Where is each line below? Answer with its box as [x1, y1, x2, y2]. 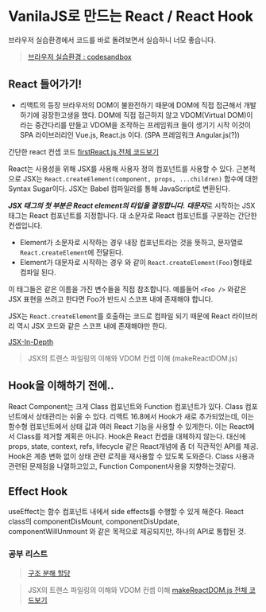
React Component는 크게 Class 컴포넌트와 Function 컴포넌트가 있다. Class [8, 401, 244, 411]
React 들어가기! [8, 77, 82, 92]
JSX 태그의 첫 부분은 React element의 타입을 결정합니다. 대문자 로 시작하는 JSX [8, 201, 256, 210]
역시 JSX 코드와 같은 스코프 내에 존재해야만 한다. [16, 321, 168, 330]
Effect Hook [8, 485, 68, 498]
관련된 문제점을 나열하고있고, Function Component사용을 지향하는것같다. [8, 461, 237, 470]
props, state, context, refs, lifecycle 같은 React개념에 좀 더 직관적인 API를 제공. [8, 441, 259, 450]
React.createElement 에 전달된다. [19, 248, 125, 257]
